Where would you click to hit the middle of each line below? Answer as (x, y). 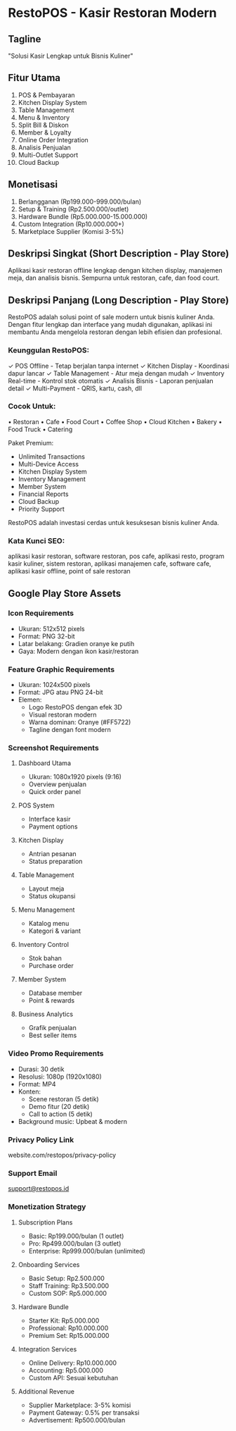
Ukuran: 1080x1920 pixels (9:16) (75, 777)
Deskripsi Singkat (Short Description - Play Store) (119, 254)
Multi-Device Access (48, 464)
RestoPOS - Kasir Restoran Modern (112, 13)
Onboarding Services (49, 1264)
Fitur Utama (34, 78)
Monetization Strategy (47, 1207)
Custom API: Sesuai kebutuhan (73, 1377)
